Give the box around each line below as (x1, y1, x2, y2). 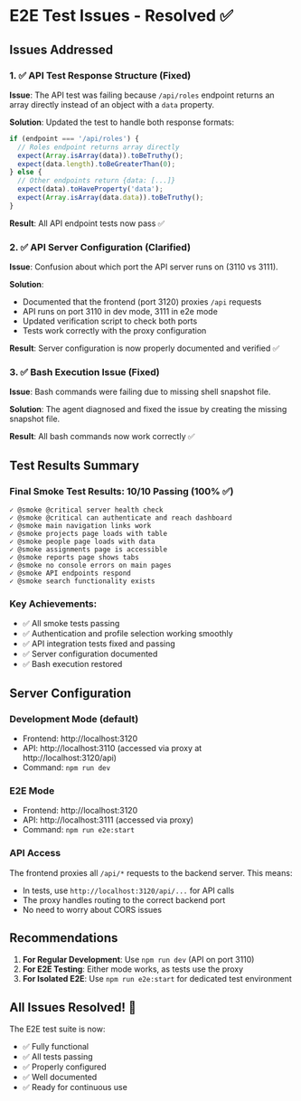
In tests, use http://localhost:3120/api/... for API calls (22, 885, 235, 896)
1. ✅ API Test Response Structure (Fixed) (9, 69, 192, 81)
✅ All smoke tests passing (22, 618, 120, 629)
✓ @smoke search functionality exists (9, 577, 155, 586)
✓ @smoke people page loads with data (9, 537, 155, 547)
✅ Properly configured (22, 1061, 107, 1072)
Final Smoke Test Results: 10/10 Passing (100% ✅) (9, 485, 234, 497)
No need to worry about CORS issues (22, 904, 163, 915)
